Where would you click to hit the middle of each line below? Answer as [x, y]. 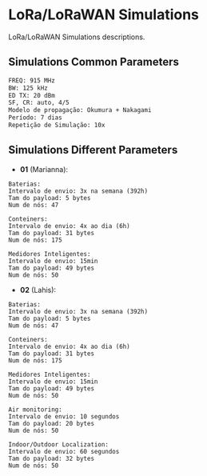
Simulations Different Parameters [93, 150]
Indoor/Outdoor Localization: [59, 444]
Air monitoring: [35, 410]
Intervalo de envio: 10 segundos [64, 416]
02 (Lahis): [38, 290]
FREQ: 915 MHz [32, 80]
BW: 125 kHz [28, 88]
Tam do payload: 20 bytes [51, 423]
